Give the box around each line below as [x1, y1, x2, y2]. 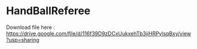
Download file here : [6, 24, 55, 31]
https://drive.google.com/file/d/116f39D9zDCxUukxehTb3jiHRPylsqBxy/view [6, 30, 192, 37]
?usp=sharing [6, 36, 40, 43]
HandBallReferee [6, 4, 91, 18]
